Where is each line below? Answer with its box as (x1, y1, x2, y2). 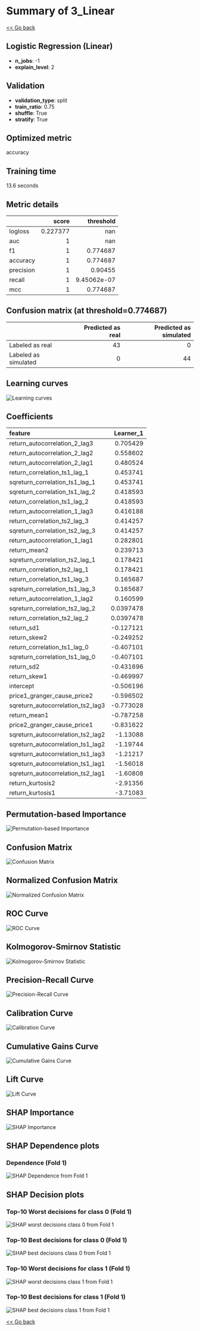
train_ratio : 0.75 (14, 103, 55, 110)
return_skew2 (9, 633, 48, 642)
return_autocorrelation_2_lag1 (9, 459, 93, 467)
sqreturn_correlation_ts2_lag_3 (9, 527, 96, 535)
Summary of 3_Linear (6, 4, 115, 18)
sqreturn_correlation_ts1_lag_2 (9, 488, 96, 496)
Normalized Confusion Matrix (6, 875, 118, 885)
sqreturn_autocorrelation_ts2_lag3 (9, 701, 105, 710)
